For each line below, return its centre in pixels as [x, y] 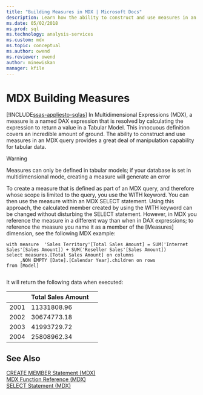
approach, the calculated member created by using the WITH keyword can [99, 208]
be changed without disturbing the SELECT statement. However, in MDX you [101, 214]
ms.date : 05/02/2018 [32, 23]
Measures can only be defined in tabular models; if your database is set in [99, 171]
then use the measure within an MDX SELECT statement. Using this [90, 201]
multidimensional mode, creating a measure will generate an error [88, 177]
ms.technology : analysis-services [50, 34]
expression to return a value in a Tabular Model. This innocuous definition [98, 128]
